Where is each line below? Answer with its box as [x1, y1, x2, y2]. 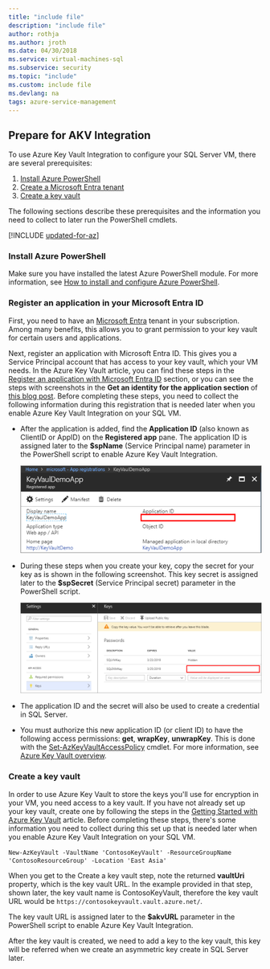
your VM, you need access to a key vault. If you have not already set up [8, 798, 246, 807]
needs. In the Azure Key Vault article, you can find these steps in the [8, 366, 235, 375]
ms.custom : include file [8, 80, 92, 88]
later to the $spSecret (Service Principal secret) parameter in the [19, 578, 236, 587]
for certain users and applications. [8, 333, 122, 342]
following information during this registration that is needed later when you [8, 399, 256, 409]
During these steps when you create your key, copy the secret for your [19, 561, 255, 570]
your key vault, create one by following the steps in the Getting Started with [8, 806, 259, 816]
